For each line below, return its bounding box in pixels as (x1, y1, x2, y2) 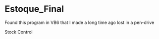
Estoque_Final (4, 3, 64, 15)
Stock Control (4, 29, 33, 35)
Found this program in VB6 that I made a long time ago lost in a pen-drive (4, 19, 155, 25)
